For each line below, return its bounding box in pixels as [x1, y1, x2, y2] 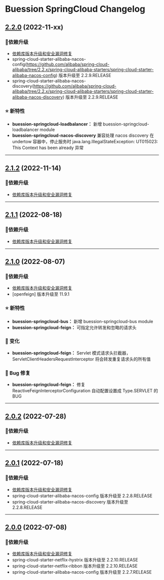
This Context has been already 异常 [12, 145, 84, 151]
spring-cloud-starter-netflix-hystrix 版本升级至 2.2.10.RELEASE [12, 557, 138, 563]
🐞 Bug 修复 [5, 369, 31, 376]
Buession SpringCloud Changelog [5, 3, 145, 15]
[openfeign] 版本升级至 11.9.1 [12, 291, 70, 297]
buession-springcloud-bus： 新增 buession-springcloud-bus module [12, 318, 153, 324]
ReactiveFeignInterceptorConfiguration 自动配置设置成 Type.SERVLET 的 [12, 388, 159, 394]
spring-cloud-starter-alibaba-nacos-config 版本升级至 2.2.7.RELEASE [12, 569, 152, 575]
